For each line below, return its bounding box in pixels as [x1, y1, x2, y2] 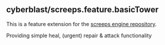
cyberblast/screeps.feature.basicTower [6, 5, 159, 15]
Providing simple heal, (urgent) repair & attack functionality [6, 32, 152, 39]
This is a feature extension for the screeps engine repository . [6, 20, 157, 27]
